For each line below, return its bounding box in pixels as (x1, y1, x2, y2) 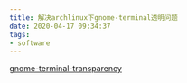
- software (9, 38, 51, 48)
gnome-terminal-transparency (9, 63, 122, 74)
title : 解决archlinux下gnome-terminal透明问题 (9, 13, 179, 23)
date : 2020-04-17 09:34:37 (9, 22, 111, 31)
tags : (9, 30, 30, 39)
